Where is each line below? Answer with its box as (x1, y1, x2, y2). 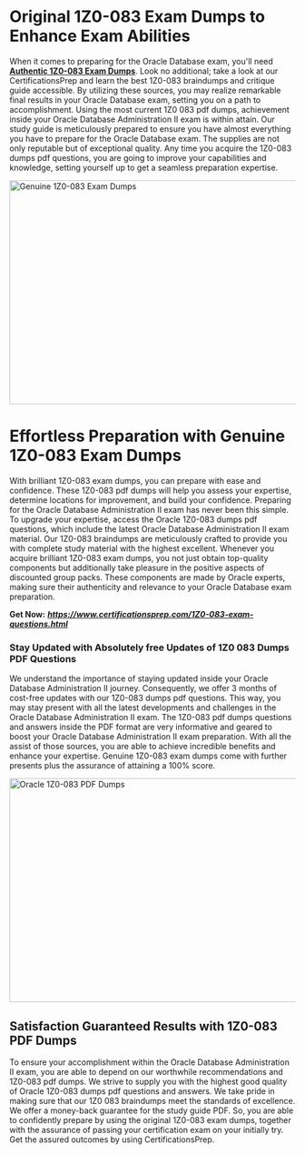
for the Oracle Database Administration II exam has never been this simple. (9, 504, 289, 515)
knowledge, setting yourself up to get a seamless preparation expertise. (9, 162, 279, 173)
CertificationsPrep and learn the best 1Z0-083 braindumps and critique (9, 75, 275, 85)
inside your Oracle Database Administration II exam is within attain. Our (9, 114, 275, 125)
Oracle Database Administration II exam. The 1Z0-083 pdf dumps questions (9, 712, 292, 723)
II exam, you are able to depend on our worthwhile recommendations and (9, 1066, 283, 1077)
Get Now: (9, 608, 45, 619)
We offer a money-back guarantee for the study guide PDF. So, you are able (9, 1105, 294, 1116)
